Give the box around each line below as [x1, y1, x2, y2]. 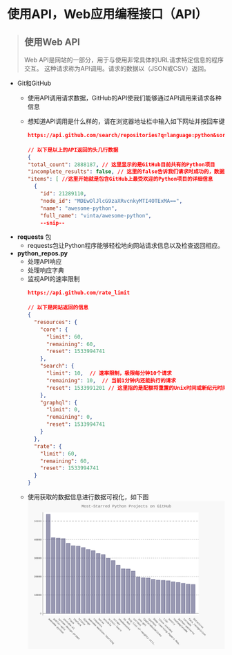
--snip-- [40, 219, 66, 226]
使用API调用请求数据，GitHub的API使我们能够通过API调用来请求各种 [27, 94, 222, 102]
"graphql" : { [40, 399, 78, 406]
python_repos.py [17, 249, 68, 258]
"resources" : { [33, 318, 78, 325]
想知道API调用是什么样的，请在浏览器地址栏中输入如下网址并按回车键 [27, 117, 225, 125]
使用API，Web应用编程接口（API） [7, 6, 208, 22]
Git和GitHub [17, 79, 52, 87]
